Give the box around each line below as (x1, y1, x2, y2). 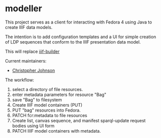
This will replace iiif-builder (5, 48, 60, 54)
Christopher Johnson (12, 67, 55, 73)
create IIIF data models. (5, 24, 53, 30)
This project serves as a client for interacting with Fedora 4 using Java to (5, 19, 152, 25)
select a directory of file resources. (12, 86, 83, 92)
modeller (5, 3, 43, 14)
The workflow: (5, 77, 34, 83)
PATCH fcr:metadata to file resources (12, 112, 87, 118)
